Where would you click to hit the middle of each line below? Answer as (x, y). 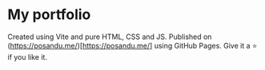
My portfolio (49, 15)
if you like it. (27, 56)
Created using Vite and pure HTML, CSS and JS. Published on (110, 37)
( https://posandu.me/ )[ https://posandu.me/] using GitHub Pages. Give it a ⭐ (132, 45)
